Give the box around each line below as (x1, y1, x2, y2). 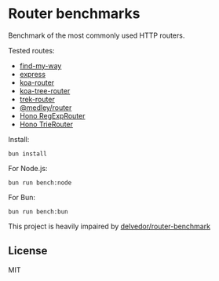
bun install (8, 150, 47, 158)
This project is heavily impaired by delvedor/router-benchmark (8, 221, 210, 231)
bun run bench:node (8, 178, 72, 187)
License (8, 244, 48, 257)
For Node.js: (8, 163, 48, 173)
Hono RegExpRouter (19, 111, 86, 120)
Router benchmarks (8, 5, 141, 23)
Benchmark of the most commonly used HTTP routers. (8, 31, 185, 40)
